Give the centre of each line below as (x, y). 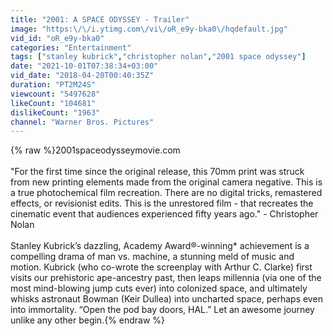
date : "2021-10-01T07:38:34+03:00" (84, 66)
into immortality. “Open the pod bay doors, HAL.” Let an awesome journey (162, 310)
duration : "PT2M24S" (53, 85)
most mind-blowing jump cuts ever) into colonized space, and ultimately (159, 288)
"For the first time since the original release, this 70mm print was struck (157, 172)
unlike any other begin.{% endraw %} (88, 320)
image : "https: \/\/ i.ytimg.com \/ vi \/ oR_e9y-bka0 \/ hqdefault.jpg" (149, 29)
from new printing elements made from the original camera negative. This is (166, 182)
